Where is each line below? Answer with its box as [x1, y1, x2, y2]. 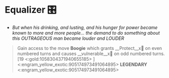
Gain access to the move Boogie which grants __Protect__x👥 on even [17, 45, 162, 51]
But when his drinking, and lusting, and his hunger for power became [12, 24, 158, 31]
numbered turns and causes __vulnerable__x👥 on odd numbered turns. [17, 50, 165, 57]
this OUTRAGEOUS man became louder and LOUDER [12, 35, 124, 41]
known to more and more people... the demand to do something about [12, 30, 160, 36]
